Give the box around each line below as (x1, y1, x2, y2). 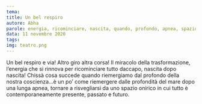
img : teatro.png (6, 43, 47, 49)
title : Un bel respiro (6, 14, 63, 20)
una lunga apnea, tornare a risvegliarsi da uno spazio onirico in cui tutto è (6, 84, 188, 91)
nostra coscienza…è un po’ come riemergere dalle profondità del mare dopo (6, 78, 195, 85)
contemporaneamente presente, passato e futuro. (6, 91, 130, 98)
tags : (6, 37, 20, 43)
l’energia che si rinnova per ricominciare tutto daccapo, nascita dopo (6, 65, 177, 72)
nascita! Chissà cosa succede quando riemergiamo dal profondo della (6, 72, 180, 79)
